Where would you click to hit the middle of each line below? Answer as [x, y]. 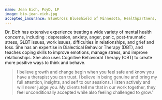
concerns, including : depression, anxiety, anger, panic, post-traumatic [75, 37]
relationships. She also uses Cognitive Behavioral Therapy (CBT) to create [79, 58]
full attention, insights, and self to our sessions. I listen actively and [84, 82]
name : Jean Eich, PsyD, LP [32, 9]
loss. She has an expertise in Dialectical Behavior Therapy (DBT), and [74, 47]
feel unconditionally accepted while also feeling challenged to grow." [85, 92]
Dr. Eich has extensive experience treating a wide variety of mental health [78, 32]
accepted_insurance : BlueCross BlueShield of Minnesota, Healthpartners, [81, 18]
